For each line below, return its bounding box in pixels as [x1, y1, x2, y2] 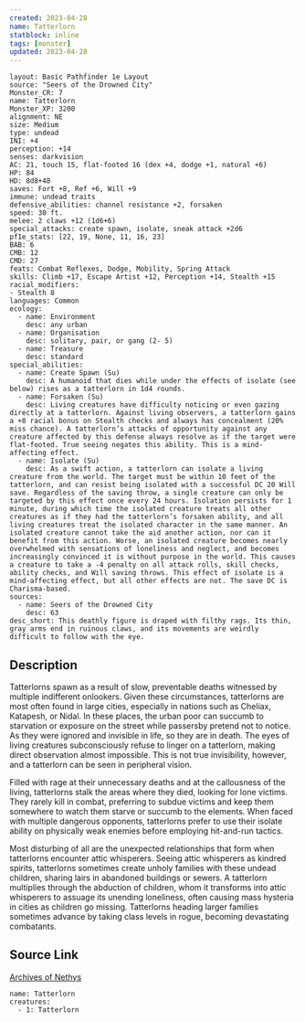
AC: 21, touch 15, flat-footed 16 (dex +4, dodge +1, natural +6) [9, 161, 268, 170]
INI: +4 [9, 136, 39, 146]
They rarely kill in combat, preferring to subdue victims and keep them [9, 796, 274, 807]
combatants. [9, 921, 57, 932]
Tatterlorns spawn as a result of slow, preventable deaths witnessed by [9, 681, 278, 692]
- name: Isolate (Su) [17, 456, 100, 466]
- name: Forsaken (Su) [17, 392, 104, 402]
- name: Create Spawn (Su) [17, 368, 121, 378]
